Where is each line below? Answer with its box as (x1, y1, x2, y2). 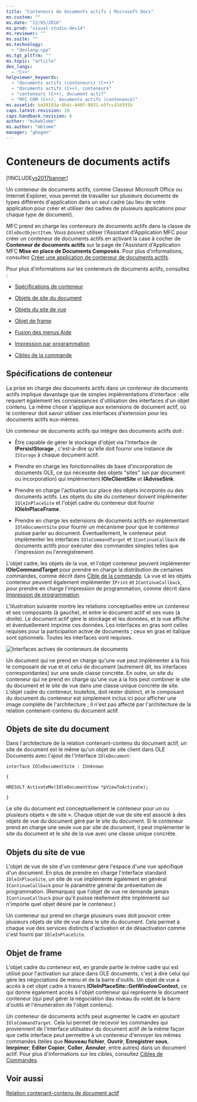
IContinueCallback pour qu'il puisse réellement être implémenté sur (6, 894, 170, 901)
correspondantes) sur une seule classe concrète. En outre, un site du (6, 669, 173, 676)
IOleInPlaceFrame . (14, 506, 61, 513)
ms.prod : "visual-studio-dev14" (6, 25, 85, 31)
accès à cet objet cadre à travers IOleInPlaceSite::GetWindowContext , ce (6, 983, 187, 990)
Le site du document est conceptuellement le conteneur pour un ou (6, 805, 169, 812)
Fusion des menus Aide (14, 328, 72, 335)
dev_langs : (6, 63, 33, 70)
